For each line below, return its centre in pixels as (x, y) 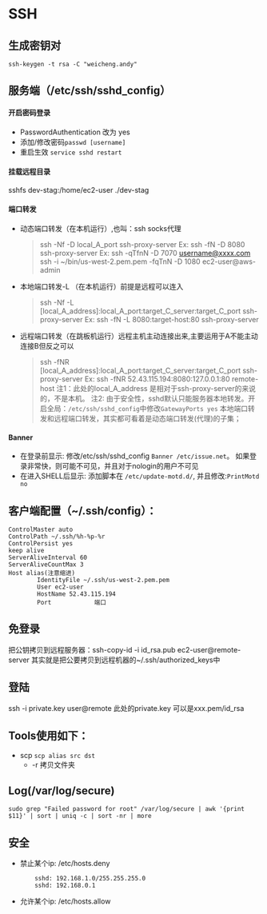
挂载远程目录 (29, 172)
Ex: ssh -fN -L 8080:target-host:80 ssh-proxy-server (171, 319)
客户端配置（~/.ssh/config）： (83, 511)
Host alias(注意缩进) (42, 573)
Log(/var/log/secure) (62, 790)
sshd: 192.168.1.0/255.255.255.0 (90, 879)
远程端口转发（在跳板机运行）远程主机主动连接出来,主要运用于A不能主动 (139, 336)
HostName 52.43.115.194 (76, 594)
